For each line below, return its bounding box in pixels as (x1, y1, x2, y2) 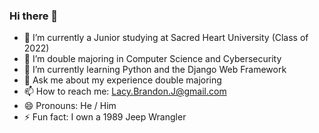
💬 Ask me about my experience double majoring (23, 74, 222, 86)
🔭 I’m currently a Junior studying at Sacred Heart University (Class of (23, 32, 309, 44)
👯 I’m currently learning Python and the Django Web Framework (23, 64, 287, 76)
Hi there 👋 (9, 9, 59, 23)
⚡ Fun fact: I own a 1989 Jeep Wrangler (23, 111, 187, 123)
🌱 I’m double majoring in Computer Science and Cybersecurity (23, 53, 282, 65)
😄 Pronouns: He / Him (23, 100, 117, 112)
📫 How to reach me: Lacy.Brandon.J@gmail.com (23, 85, 227, 98)
